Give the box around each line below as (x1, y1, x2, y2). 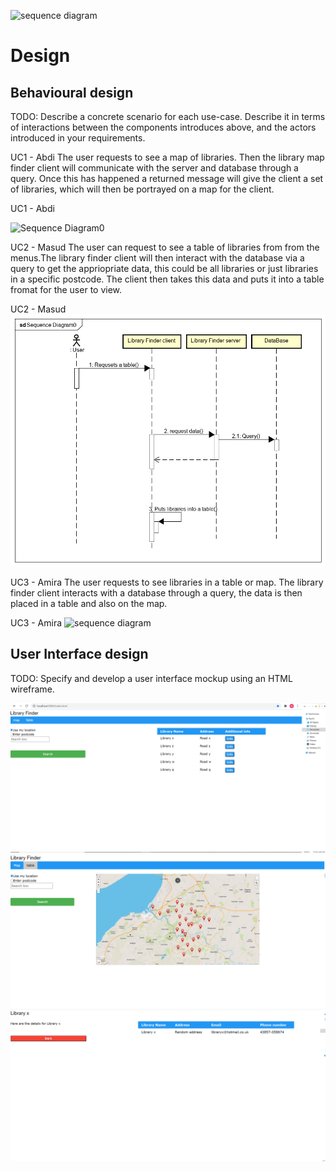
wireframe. (10, 683, 55, 695)
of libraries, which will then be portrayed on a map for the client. (10, 183, 275, 195)
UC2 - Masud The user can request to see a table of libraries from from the (10, 241, 320, 253)
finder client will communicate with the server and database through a (10, 162, 299, 174)
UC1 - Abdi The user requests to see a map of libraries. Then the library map (10, 151, 325, 163)
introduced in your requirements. (10, 132, 146, 144)
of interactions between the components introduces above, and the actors (10, 121, 317, 133)
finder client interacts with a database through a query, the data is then (10, 586, 303, 599)
